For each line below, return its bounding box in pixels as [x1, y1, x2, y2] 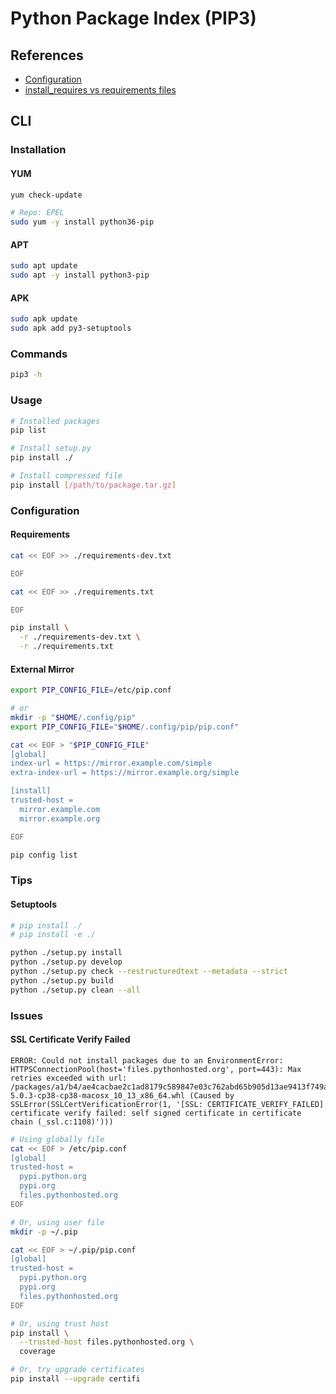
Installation [10, 143, 67, 157]
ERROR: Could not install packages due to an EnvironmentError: [10, 1055, 284, 1066]
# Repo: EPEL [10, 208, 65, 218]
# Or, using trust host [10, 1318, 110, 1329]
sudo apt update [10, 261, 78, 271]
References [10, 47, 84, 64]
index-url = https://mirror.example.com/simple [10, 758, 213, 769]
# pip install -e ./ [10, 930, 97, 940]
